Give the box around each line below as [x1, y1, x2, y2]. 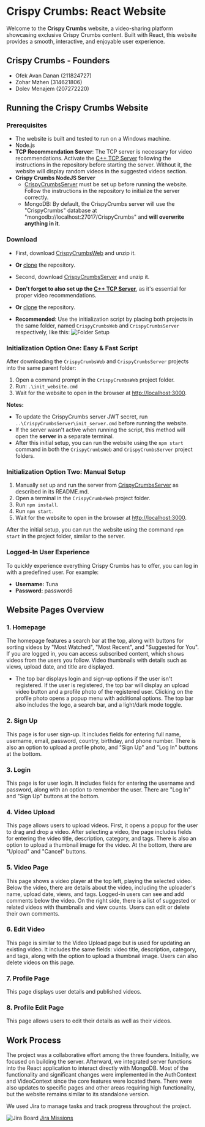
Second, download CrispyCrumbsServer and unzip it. [15, 273, 150, 280]
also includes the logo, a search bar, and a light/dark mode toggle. [15, 701, 182, 709]
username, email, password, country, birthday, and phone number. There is [6, 737, 196, 744]
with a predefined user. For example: [6, 568, 99, 576]
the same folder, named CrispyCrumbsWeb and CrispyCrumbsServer [15, 321, 179, 329]
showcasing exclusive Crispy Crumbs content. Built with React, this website [6, 31, 197, 38]
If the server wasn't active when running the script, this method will [15, 426, 185, 434]
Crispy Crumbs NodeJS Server [15, 174, 96, 182]
